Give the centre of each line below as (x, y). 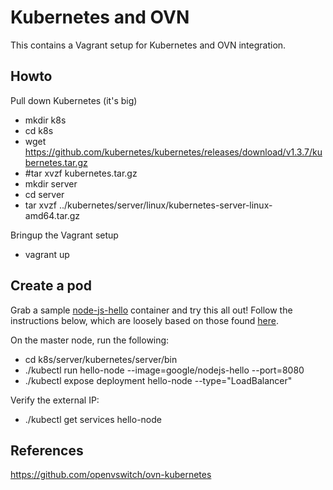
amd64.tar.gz (52, 215)
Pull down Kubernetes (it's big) (74, 100)
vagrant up (47, 254)
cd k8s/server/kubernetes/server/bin (101, 359)
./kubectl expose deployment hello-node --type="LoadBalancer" (158, 380)
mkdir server (51, 183)
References (47, 450)
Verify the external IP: (55, 400)
